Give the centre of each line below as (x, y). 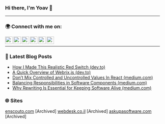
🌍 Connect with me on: (34, 26)
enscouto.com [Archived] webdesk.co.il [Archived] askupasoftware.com (78, 111)
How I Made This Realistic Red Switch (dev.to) (59, 67)
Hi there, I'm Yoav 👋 (29, 8)
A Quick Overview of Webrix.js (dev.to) (51, 72)
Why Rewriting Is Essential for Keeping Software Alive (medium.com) (82, 88)
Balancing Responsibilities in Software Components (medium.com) (80, 82)
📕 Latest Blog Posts (29, 56)
